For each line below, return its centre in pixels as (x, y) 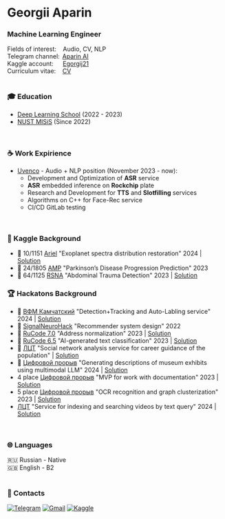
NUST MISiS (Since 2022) (54, 121)
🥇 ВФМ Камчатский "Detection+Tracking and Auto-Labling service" (114, 311)
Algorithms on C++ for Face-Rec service (85, 200)
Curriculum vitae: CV (39, 71)
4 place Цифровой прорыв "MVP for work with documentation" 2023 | (118, 377)
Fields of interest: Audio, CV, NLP (57, 49)
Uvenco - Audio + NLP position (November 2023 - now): (97, 171)
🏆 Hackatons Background (52, 294)
